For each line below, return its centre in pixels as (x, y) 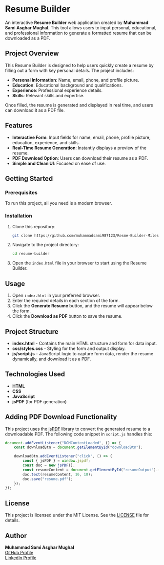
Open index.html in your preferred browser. (56, 295)
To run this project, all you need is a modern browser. (59, 203)
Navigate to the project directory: (45, 245)
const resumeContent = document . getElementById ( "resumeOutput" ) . (91, 470)
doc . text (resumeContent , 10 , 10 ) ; (58, 474)
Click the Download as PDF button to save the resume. (67, 316)
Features (19, 126)
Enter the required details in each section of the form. (66, 301)
